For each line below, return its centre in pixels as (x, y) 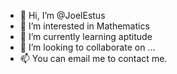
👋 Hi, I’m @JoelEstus (62, 15)
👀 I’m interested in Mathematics (84, 26)
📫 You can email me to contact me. (93, 58)
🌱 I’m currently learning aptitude (86, 36)
